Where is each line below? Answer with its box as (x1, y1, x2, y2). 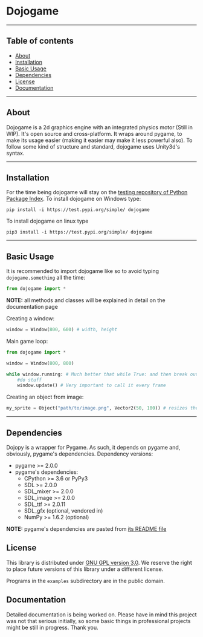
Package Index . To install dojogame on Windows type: (6, 195, 141, 203)
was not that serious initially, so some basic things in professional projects (6, 617, 191, 624)
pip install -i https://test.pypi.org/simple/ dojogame (6, 207, 150, 213)
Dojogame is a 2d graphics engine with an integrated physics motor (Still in (6, 123, 193, 131)
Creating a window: (6, 315, 55, 322)
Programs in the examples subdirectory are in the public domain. (6, 577, 165, 584)
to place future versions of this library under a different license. (6, 565, 164, 573)
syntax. (6, 149, 25, 157)
